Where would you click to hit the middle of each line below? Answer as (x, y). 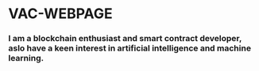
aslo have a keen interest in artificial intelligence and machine (130, 48)
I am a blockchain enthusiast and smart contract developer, (125, 39)
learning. (26, 58)
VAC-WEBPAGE (60, 14)
